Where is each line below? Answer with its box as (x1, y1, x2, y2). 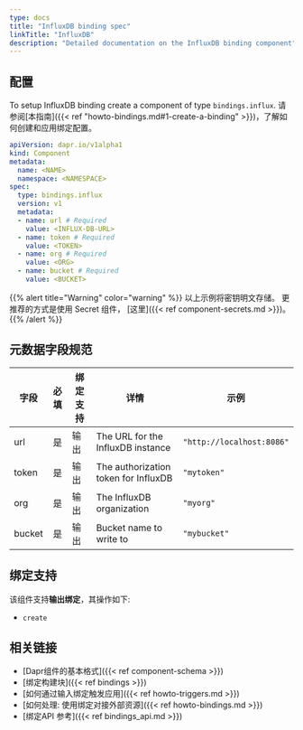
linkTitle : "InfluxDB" (9, 30, 95, 39)
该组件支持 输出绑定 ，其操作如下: (9, 594, 131, 604)
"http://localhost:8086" (182, 436, 289, 447)
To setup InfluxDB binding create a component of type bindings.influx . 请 (9, 100, 287, 111)
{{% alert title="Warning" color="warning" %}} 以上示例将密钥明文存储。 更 (9, 292, 290, 303)
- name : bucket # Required (17, 267, 119, 276)
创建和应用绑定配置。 (16, 123, 96, 134)
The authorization (96, 460, 171, 473)
